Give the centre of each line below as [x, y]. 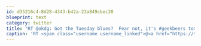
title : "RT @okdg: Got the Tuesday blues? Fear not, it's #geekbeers [96, 28]
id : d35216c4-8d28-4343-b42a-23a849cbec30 [60, 12]
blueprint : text [26, 17]
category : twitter [29, 23]
